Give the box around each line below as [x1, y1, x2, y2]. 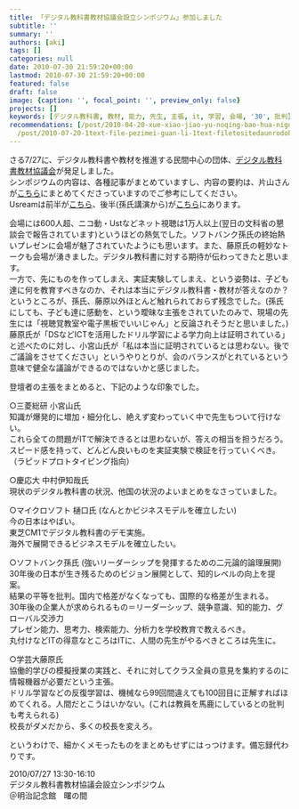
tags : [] [9, 46, 42, 55]
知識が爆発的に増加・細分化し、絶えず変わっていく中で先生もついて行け [9, 411, 274, 422]
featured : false [9, 79, 69, 88]
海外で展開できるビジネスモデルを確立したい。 [9, 538, 181, 548]
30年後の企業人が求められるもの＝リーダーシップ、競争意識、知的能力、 [9, 602, 276, 612]
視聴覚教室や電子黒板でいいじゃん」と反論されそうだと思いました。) [39, 318, 289, 328]
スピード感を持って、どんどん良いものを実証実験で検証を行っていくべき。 [9, 444, 280, 455]
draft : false [9, 87, 58, 96]
